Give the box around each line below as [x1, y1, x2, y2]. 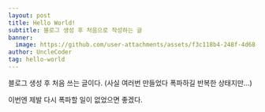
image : [15, 41, 37, 49]
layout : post [8, 11, 51, 20]
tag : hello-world [8, 56, 65, 64]
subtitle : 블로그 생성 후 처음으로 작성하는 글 [8, 26, 143, 34]
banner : [8, 33, 34, 42]
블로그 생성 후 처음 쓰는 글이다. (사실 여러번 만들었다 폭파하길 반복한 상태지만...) [8, 78, 252, 88]
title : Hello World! [8, 19, 77, 27]
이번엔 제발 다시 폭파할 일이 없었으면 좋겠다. [8, 95, 144, 104]
